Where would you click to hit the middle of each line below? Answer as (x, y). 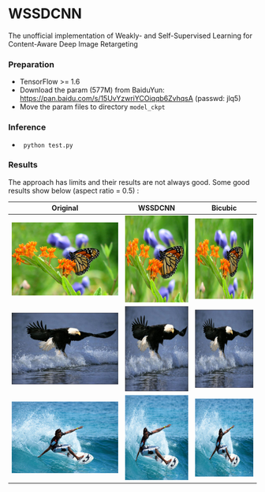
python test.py (48, 145)
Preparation (32, 64)
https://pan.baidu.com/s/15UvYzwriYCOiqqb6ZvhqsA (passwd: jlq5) (130, 99)
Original (65, 208)
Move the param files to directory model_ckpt (92, 107)
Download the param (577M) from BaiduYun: (92, 90)
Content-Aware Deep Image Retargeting (73, 43)
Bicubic (224, 208)
